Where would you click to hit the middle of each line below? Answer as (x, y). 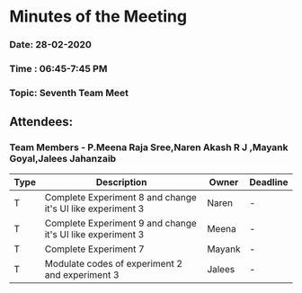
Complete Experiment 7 (95, 249)
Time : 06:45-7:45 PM (58, 69)
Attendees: (41, 122)
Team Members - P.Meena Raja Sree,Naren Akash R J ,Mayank (149, 147)
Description (121, 182)
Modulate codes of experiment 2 (113, 263)
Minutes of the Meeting (98, 17)
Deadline (269, 182)
